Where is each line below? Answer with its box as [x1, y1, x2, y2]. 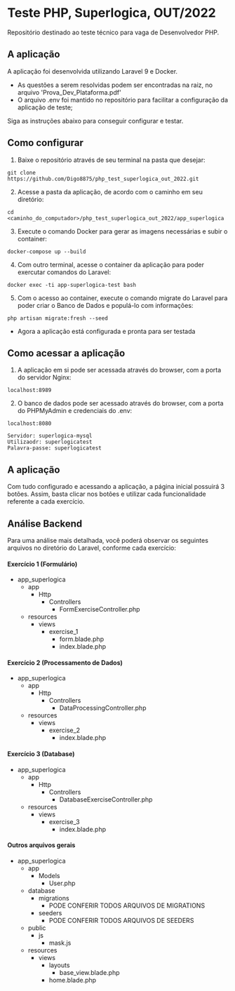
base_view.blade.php [59, 968, 121, 976]
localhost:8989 [7, 387, 52, 394]
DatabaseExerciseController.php [59, 795, 153, 804]
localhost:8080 [7, 420, 52, 427]
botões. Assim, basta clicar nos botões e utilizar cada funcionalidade [7, 490, 206, 499]
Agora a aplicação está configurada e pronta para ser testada [17, 327, 196, 335]
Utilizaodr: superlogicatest [7, 438, 93, 446]
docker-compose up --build [7, 248, 86, 255]
